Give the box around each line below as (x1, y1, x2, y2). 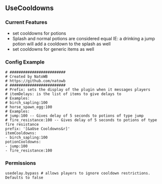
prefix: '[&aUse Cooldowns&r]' (5, 126, 70, 131)
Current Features (5, 19, 48, 26)
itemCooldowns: (5, 130, 37, 136)
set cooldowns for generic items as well (12, 46, 95, 52)
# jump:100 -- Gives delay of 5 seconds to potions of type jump (5, 113, 144, 118)
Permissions (5, 159, 36, 166)
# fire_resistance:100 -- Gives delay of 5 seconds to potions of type (5, 117, 157, 122)
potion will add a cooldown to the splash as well (12, 41, 111, 47)
